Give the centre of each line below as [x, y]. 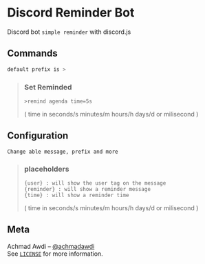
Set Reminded [48, 87]
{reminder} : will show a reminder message [87, 190]
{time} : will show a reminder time [76, 195]
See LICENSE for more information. [55, 254]
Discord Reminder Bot [71, 13]
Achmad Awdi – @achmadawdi [51, 246]
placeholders [46, 169]
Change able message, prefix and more [63, 152]
